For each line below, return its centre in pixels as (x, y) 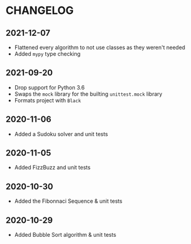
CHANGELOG (40, 11)
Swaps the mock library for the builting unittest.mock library (88, 94)
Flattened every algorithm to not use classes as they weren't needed (100, 47)
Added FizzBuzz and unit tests (53, 168)
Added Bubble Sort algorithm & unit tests (65, 235)
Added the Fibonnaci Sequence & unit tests (68, 201)
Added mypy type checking (47, 54)
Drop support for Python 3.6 (50, 87)
